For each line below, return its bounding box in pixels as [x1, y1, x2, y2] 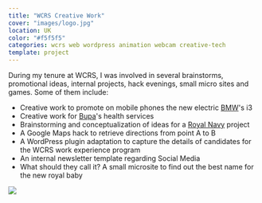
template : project [8, 49, 69, 57]
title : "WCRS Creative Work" [8, 11, 105, 20]
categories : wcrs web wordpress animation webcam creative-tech [8, 41, 226, 49]
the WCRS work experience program [19, 145, 141, 154]
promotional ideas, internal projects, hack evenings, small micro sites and [8, 79, 249, 88]
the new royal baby [19, 170, 84, 180]
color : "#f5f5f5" [8, 33, 66, 42]
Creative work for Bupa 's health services [19, 111, 154, 120]
